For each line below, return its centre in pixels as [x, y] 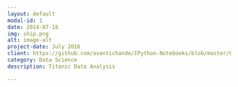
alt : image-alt [30, 40]
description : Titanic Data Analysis [61, 66]
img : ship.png [28, 34]
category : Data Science [42, 60]
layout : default [31, 14]
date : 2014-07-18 [33, 27]
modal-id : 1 [25, 21]
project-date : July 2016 [44, 47]
